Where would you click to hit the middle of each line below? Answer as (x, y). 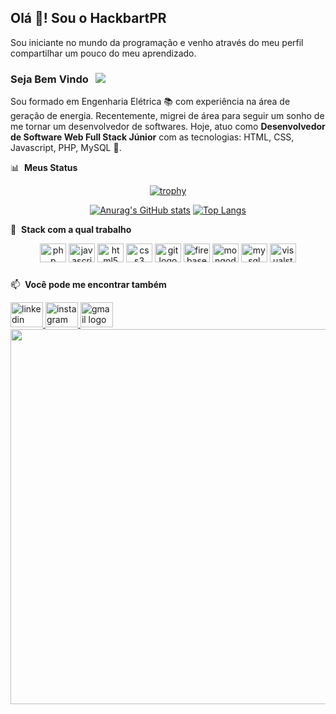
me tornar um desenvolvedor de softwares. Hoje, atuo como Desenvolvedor (168, 127)
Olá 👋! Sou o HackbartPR (88, 18)
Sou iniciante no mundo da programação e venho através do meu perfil (157, 42)
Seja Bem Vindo (49, 79)
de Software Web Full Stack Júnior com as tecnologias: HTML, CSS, (152, 137)
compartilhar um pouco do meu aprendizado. (103, 53)
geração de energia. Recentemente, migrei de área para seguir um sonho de (167, 116)
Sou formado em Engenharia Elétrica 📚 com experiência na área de (150, 102)
